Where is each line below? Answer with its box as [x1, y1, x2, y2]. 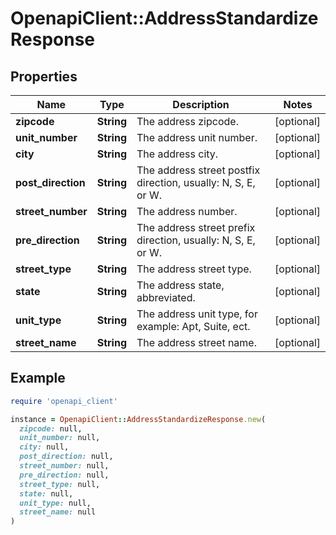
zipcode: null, [19, 423, 83, 434]
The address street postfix [136, 163, 261, 177]
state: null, [19, 488, 74, 499]
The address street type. [136, 262, 252, 276]
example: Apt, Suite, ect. [136, 320, 251, 333]
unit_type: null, [19, 498, 92, 508]
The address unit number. [136, 131, 258, 144]
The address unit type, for [136, 307, 258, 321]
